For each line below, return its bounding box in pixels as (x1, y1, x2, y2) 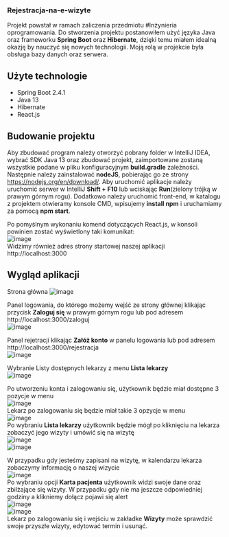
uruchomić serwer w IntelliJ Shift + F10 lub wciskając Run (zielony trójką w (7, 185, 217, 193)
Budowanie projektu (7, 130, 95, 142)
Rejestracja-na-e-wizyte (7, 5, 91, 15)
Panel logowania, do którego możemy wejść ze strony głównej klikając (7, 301, 206, 309)
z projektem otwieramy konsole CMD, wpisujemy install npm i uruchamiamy (7, 199, 222, 207)
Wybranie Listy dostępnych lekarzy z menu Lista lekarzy (7, 363, 169, 372)
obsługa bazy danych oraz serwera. (7, 50, 108, 58)
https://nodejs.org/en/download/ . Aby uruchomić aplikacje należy (7, 177, 192, 185)
